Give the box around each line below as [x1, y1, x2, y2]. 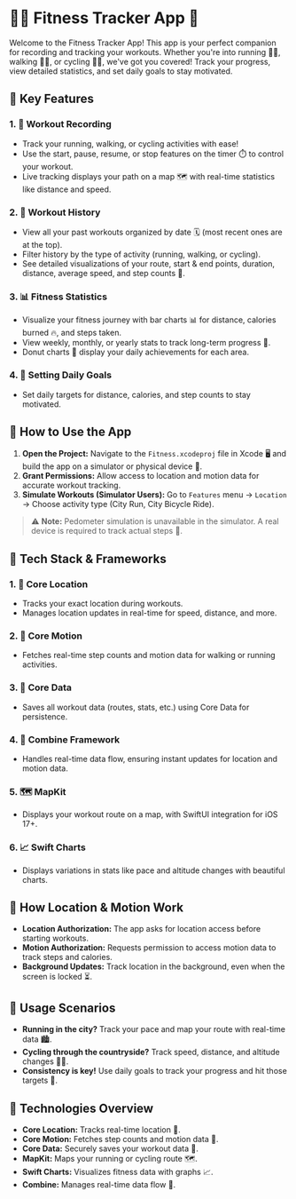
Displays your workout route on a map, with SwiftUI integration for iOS [21, 809, 278, 820]
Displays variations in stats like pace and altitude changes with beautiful [21, 865, 285, 876]
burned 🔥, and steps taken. [21, 328, 122, 338]
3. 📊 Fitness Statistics [9, 290, 108, 303]
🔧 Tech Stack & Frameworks [9, 551, 167, 567]
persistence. [21, 711, 68, 722]
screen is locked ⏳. [21, 972, 93, 982]
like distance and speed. [21, 184, 112, 195]
